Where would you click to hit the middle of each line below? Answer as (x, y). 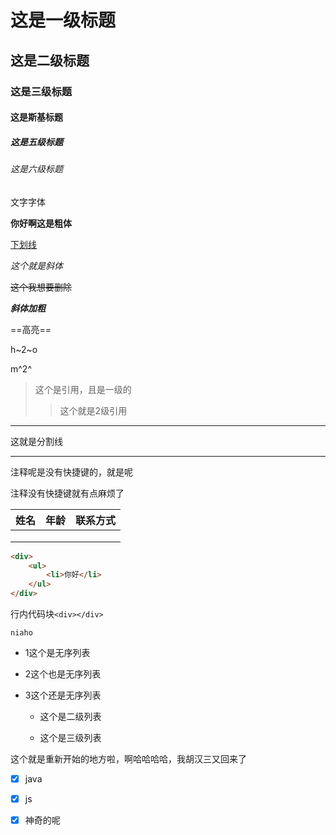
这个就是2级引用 (93, 410)
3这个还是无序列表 (63, 695)
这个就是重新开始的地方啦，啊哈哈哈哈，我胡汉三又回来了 (128, 759)
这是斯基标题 (36, 117)
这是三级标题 (41, 91)
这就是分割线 (36, 441)
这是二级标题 (50, 60)
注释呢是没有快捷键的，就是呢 (71, 472)
